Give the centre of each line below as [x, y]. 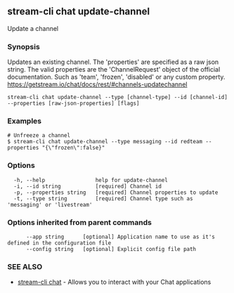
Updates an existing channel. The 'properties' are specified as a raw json [113, 62]
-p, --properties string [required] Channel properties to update [116, 193]
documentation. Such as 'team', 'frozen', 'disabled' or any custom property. [116, 77]
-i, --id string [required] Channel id [87, 186]
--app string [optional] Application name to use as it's [121, 237]
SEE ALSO [25, 266]
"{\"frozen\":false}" [73, 148]
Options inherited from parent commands [80, 222]
